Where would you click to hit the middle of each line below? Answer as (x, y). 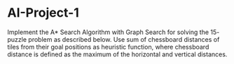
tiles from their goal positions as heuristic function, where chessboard (108, 47)
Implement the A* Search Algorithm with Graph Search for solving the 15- (113, 32)
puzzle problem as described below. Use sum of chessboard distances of (113, 39)
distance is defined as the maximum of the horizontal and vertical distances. (117, 54)
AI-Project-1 (43, 13)
